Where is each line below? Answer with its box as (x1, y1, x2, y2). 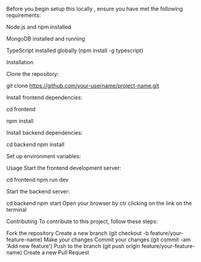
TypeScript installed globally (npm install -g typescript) (6, 47, 143, 54)
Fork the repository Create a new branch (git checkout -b (6, 230, 150, 237)
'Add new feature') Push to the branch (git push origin (6, 243, 140, 249)
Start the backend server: (6, 188, 70, 195)
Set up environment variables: (6, 153, 81, 160)
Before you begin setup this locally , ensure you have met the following (6, 5, 183, 12)
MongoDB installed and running (6, 35, 85, 42)
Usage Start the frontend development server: (6, 164, 121, 172)
